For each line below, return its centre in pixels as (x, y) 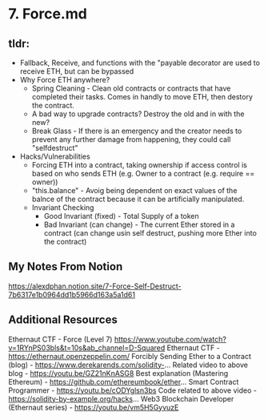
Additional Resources (63, 320)
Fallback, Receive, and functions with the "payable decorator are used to (140, 63)
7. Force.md (48, 14)
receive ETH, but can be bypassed (77, 71)
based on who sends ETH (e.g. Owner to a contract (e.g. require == (143, 174)
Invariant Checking (63, 208)
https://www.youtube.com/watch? (170, 339)
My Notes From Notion (66, 267)
